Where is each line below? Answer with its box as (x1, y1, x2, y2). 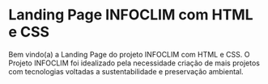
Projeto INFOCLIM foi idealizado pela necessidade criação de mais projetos (8, 58, 261, 68)
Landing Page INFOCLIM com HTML (8, 6, 253, 24)
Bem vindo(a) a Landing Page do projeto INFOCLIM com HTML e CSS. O (8, 49, 250, 59)
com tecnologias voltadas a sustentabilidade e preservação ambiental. (8, 66, 245, 76)
